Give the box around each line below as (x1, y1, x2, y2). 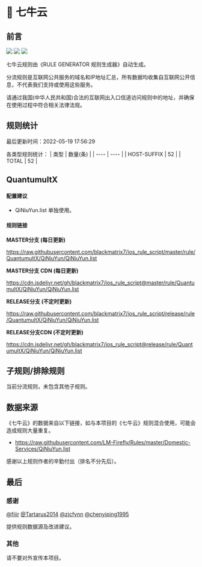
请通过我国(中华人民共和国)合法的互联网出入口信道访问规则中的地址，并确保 (6, 94, 195, 101)
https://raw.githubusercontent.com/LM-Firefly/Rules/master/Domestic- (14, 439, 191, 446)
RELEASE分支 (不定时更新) (6, 298, 72, 305)
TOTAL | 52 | (6, 157, 38, 164)
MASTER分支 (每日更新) (6, 236, 66, 244)
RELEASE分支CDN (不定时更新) (6, 328, 84, 336)
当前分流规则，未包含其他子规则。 (6, 383, 91, 390)
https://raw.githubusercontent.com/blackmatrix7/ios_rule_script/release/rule (6, 310, 195, 317)
